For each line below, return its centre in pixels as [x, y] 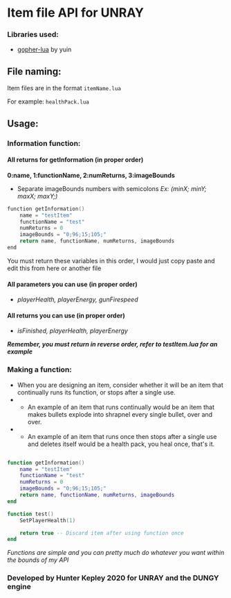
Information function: [44, 143]
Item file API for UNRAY [75, 13]
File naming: [34, 71]
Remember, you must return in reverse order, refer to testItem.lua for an [112, 344]
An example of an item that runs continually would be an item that [121, 407]
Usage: [23, 123]
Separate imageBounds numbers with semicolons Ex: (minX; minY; [112, 188]
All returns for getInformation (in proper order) [75, 160]
